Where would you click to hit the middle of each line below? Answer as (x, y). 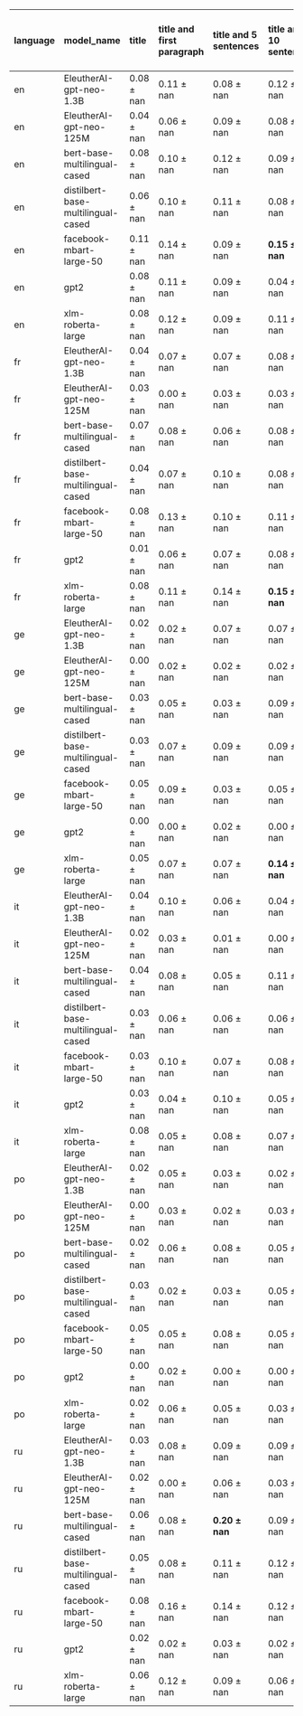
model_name (92, 40)
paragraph (181, 52)
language (35, 40)
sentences (236, 46)
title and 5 (235, 35)
